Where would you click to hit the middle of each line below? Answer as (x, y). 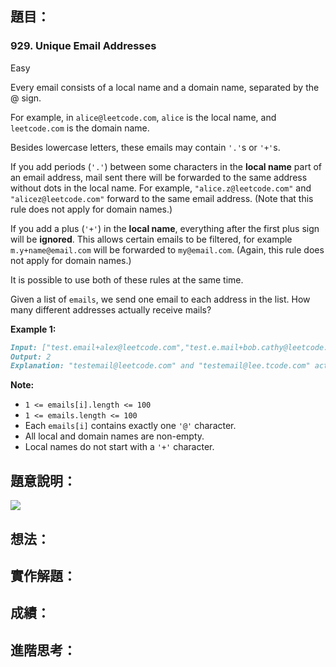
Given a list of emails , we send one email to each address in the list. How (160, 299)
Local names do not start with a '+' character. (119, 447)
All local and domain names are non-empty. (114, 436)
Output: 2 (31, 357)
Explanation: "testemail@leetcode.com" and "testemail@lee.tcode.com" (160, 366)
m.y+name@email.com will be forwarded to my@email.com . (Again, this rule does (167, 249)
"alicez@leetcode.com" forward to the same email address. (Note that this (162, 198)
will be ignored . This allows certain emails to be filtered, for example (151, 239)
